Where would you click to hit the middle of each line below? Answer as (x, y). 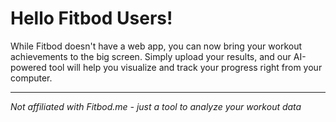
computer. (31, 78)
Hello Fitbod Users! (91, 18)
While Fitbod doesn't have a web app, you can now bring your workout (156, 46)
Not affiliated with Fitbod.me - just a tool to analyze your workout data (156, 106)
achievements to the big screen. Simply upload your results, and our (151, 56)
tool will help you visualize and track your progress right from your (185, 67)
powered (28, 67)
